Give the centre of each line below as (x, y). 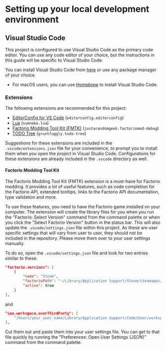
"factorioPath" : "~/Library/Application (65, 281)
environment (32, 20)
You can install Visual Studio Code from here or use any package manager (81, 70)
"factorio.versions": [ (30, 267)
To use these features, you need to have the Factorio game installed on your (83, 207)
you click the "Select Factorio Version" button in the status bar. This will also (83, 222)
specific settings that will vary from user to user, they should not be (74, 233)
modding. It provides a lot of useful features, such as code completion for (80, 186)
